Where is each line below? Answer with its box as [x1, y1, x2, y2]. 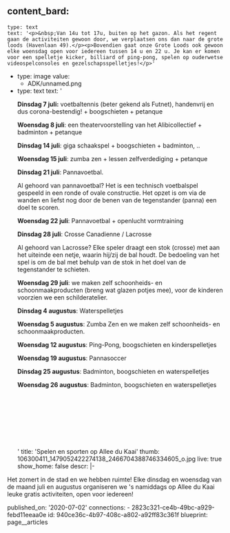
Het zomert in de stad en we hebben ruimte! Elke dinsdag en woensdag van [7, 475, 222, 483]
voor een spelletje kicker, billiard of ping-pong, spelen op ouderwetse [7, 54, 224, 61]
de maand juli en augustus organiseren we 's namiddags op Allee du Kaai [7, 482, 215, 491]
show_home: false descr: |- [17, 461, 95, 470]
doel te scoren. [17, 203, 61, 211]
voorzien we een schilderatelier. [17, 293, 108, 302]
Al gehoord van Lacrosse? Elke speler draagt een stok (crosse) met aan [17, 243, 220, 251]
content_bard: [7, 6, 70, 17]
